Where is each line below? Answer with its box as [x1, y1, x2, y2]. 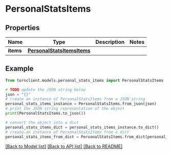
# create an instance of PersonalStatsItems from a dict [5, 130, 130, 135]
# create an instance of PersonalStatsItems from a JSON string [5, 96, 145, 102]
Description [95, 39, 125, 45]
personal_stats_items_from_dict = [5, 134, 79, 139]
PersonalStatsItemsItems [27, 47, 91, 54]
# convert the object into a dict [5, 120, 79, 125]
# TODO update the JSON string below [5, 87, 86, 92]
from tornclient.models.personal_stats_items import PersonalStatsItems [5, 78, 164, 83]
